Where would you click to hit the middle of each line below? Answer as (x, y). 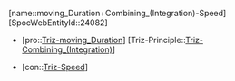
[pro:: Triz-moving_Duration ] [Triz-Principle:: (103, 40)
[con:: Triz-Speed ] (54, 67)
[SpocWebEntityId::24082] (58, 22)
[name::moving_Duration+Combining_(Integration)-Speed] (117, 13)
